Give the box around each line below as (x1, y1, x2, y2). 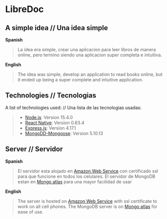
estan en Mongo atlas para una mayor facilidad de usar (17, 178, 132, 184)
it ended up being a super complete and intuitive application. (17, 77, 143, 82)
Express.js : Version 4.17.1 (25, 125, 76, 131)
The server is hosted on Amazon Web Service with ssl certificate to (17, 198, 157, 204)
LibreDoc (5, 4, 44, 15)
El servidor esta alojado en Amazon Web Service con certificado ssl (17, 168, 158, 174)
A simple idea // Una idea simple (5, 24, 108, 32)
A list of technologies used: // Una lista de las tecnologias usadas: (5, 104, 142, 111)
